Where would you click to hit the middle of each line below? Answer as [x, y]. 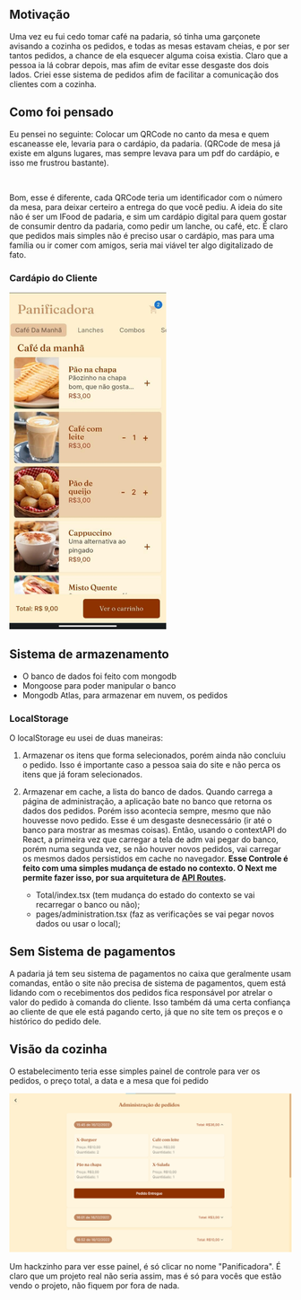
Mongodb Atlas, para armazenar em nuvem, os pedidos [125, 695]
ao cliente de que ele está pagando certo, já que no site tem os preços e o [146, 1011]
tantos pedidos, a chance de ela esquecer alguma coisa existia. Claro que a [149, 55]
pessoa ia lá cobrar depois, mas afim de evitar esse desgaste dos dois [139, 65]
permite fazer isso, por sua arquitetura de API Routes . [124, 878]
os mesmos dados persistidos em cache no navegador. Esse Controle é [155, 859]
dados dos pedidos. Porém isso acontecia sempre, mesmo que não [146, 811]
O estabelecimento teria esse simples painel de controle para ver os [135, 1071]
